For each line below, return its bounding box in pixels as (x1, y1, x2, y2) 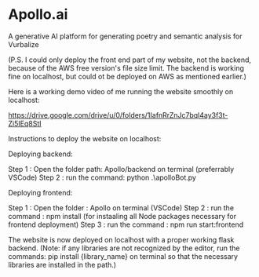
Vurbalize (8, 39, 39, 49)
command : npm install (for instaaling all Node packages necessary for (8, 211, 237, 221)
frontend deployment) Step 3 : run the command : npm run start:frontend (8, 220, 244, 229)
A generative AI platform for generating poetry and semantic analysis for (8, 31, 243, 41)
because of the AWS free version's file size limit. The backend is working (8, 63, 245, 72)
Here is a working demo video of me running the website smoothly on (8, 86, 234, 96)
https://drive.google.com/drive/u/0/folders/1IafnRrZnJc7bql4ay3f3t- (8, 110, 228, 119)
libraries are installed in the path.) (8, 260, 116, 269)
